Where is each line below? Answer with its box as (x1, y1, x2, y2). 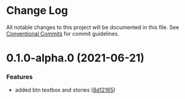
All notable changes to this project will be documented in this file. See (6, 24, 180, 31)
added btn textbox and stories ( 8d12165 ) (14, 86, 116, 94)
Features (6, 73, 33, 81)
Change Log (6, 4, 68, 18)
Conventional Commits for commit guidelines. (6, 30, 119, 37)
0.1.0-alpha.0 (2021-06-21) (6, 51, 145, 65)
